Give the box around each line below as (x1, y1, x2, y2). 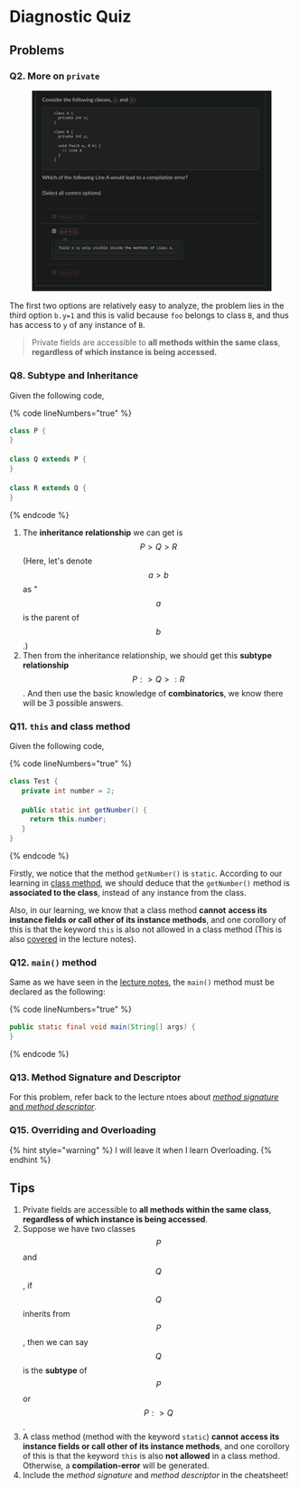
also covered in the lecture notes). (9, 934, 137, 945)
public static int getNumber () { (21, 805, 147, 814)
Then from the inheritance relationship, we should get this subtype (22, 649, 273, 660)
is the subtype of (22, 1365, 88, 1376)
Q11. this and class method (9, 720, 131, 733)
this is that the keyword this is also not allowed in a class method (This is (9, 924, 283, 935)
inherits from (22, 1309, 70, 1320)
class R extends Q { (9, 483, 88, 493)
